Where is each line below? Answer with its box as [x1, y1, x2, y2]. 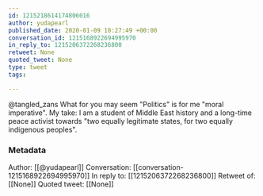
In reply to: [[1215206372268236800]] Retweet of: [91, 171, 256, 180]
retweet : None [8, 48, 55, 56]
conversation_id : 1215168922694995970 [8, 33, 136, 42]
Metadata [8, 144, 46, 156]
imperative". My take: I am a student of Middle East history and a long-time [8, 108, 252, 117]
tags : [8, 71, 26, 79]
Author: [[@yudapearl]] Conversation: [8, 162, 132, 171]
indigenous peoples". [8, 125, 78, 134]
